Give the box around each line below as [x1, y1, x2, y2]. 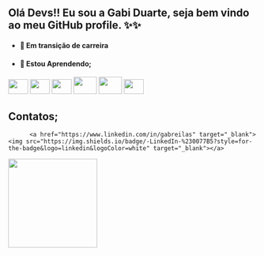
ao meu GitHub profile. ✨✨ [8, 19, 141, 32]
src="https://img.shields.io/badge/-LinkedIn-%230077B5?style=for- [25, 137, 253, 145]
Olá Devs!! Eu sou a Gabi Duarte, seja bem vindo [8, 6, 250, 20]
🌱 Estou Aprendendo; [19, 58, 92, 68]
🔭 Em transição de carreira [19, 40, 109, 50]
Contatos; [8, 110, 58, 123]
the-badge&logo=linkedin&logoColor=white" [8, 145, 150, 152]
